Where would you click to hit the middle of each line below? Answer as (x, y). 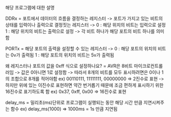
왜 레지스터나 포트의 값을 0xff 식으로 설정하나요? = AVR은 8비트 (69, 66)
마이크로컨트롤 (148, 66)
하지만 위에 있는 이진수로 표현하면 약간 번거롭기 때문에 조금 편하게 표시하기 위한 (84, 85)
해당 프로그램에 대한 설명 (30, 7)
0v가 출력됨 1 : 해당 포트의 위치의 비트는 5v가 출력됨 (62, 55)
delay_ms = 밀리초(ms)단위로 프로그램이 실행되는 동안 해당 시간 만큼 (74, 102)
